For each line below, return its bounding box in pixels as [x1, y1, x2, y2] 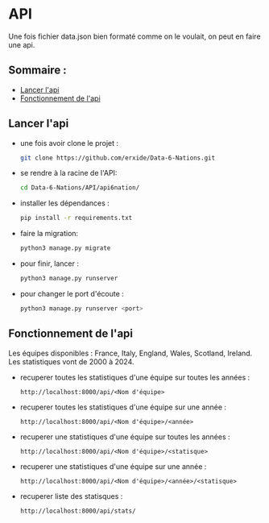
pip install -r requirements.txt [19, 214, 133, 222]
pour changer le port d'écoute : [19, 288, 125, 298]
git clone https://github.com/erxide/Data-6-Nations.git [19, 154, 216, 162]
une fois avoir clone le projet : [19, 138, 119, 147]
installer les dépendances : [19, 198, 110, 208]
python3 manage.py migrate [19, 244, 111, 252]
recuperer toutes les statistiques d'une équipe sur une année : [19, 402, 227, 412]
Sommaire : [8, 64, 67, 77]
